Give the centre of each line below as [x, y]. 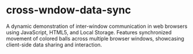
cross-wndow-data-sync [69, 10]
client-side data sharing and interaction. [54, 45]
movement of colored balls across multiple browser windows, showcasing [95, 38]
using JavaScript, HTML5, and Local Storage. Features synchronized [89, 32]
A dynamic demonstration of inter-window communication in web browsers [97, 26]
